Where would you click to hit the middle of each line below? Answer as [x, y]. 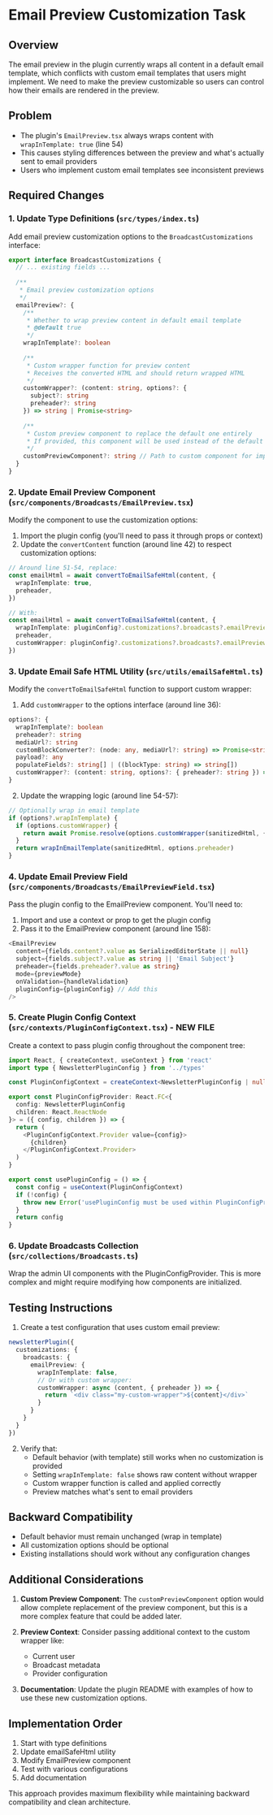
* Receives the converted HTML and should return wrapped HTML [136, 373]
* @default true [54, 328]
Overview [34, 45]
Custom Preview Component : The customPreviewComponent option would [142, 1599]
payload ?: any [39, 757]
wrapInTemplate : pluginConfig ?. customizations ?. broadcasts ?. [121, 628]
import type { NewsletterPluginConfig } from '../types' [107, 1068]
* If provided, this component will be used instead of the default [145, 441]
